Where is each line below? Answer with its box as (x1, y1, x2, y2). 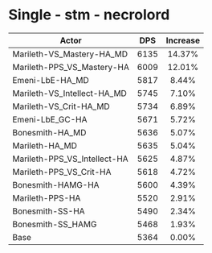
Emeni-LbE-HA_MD (12, 74, 90, 85)
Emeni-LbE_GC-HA (12, 114, 88, 125)
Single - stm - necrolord (8, 6, 170, 24)
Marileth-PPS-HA (12, 192, 81, 203)
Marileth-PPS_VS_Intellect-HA (12, 153, 128, 164)
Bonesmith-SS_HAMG (12, 218, 97, 230)
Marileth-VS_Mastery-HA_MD (12, 48, 128, 60)
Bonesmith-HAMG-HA (12, 179, 100, 190)
